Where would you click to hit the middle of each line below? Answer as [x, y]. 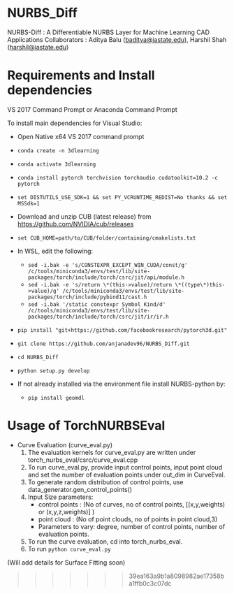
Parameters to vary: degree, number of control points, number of [132, 526]
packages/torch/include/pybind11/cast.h [87, 297]
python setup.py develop [53, 371]
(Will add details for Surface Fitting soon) [66, 562]
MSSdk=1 [28, 203]
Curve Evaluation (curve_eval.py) [65, 444]
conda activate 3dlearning [57, 164]
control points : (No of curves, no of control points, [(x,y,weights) [132, 504]
